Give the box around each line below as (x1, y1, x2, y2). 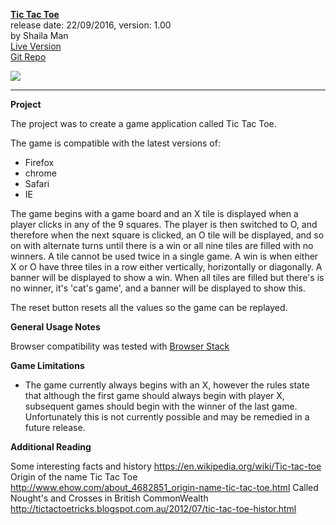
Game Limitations (10, 360, 85, 371)
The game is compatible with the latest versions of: (10, 137, 221, 149)
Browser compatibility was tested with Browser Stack (10, 340, 230, 352)
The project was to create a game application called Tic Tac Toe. (10, 118, 277, 129)
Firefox (24, 157, 55, 168)
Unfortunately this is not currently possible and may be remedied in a (24, 411, 310, 423)
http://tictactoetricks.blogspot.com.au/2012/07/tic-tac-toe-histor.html (10, 503, 297, 514)
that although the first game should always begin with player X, (24, 390, 285, 401)
